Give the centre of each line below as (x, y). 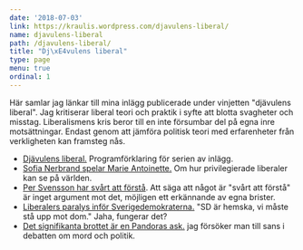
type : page (30, 60)
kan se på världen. (57, 178)
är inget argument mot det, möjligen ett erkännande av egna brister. (149, 197)
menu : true (30, 69)
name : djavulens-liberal (56, 34)
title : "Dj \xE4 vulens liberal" (68, 52)
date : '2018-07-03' (46, 18)
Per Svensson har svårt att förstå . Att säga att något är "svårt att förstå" (156, 187)
